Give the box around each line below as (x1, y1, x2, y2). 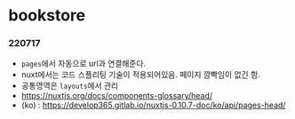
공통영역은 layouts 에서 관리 (20, 81, 119, 91)
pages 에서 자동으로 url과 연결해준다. (20, 59, 147, 69)
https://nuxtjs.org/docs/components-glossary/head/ (20, 91, 213, 101)
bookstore (8, 5, 86, 26)
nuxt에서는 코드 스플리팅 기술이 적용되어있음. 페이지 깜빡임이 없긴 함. (20, 69, 261, 80)
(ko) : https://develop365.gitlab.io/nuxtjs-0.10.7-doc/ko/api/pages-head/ (20, 99, 286, 111)
